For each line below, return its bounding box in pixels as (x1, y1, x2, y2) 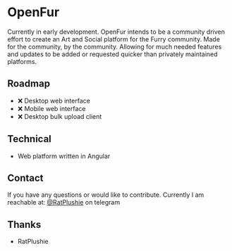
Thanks (7, 219, 42, 231)
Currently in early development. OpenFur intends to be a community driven (7, 27, 226, 36)
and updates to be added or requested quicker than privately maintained (7, 50, 218, 58)
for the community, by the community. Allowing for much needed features (7, 42, 222, 51)
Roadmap (7, 78, 51, 90)
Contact (7, 172, 44, 184)
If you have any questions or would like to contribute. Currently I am (7, 191, 204, 199)
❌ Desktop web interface (17, 96, 90, 105)
